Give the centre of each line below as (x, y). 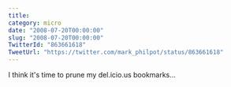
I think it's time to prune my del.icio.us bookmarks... (92, 75)
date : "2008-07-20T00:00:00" (56, 30)
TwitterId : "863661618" (47, 45)
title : (19, 15)
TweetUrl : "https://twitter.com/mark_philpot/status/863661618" (116, 52)
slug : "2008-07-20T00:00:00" (56, 38)
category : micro (35, 23)
